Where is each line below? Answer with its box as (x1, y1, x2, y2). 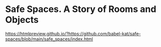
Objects (5, 14, 39, 25)
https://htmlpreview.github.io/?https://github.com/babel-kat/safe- (5, 30, 141, 36)
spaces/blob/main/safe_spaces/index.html (5, 36, 93, 42)
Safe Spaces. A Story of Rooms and (5, 3, 156, 15)
